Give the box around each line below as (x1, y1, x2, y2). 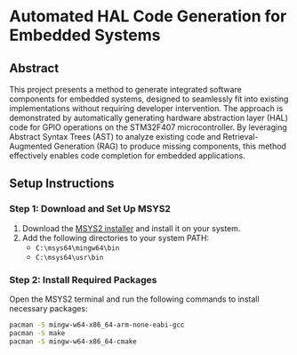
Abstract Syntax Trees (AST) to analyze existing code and (9, 132, 221, 141)
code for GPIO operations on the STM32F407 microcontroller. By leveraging (9, 122, 287, 133)
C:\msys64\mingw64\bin (35, 243, 120, 253)
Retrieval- (222, 132, 259, 141)
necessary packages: (9, 303, 88, 313)
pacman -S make (9, 328, 66, 337)
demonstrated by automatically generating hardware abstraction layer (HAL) (9, 113, 289, 123)
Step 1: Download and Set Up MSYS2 (9, 203, 172, 215)
